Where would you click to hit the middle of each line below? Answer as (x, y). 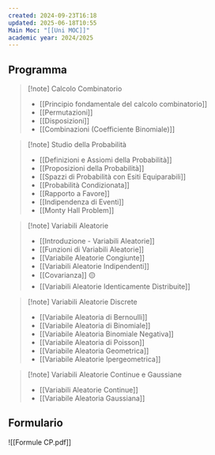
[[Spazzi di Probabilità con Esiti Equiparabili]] (113, 177)
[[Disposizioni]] (64, 121)
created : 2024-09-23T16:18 (53, 15)
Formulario (36, 423)
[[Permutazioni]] (66, 112)
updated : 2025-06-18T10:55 (53, 23)
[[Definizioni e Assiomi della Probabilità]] (106, 160)
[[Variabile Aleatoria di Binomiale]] (95, 326)
